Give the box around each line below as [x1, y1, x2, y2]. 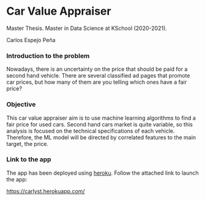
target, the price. [6, 140, 49, 147]
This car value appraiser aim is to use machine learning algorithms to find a [6, 114, 196, 122]
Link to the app [6, 155, 51, 164]
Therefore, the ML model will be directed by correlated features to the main [6, 133, 196, 141]
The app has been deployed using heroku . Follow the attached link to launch [6, 169, 199, 177]
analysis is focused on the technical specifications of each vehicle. [6, 127, 176, 134]
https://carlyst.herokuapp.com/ [6, 188, 85, 195]
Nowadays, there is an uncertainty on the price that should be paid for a [6, 65, 188, 73]
